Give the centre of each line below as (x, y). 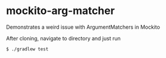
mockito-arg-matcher (60, 11)
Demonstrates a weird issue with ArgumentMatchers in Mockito (83, 27)
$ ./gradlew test (27, 49)
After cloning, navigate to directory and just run (63, 38)
